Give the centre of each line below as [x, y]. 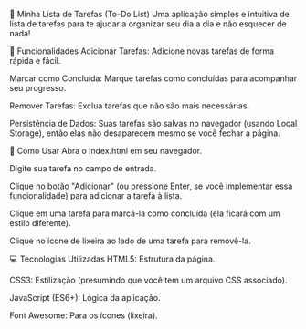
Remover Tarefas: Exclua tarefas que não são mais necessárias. [129, 106]
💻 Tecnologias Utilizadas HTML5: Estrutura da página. [112, 259]
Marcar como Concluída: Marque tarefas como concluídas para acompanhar [153, 78]
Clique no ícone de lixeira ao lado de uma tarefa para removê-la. [130, 241]
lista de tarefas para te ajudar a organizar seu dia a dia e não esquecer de [148, 24]
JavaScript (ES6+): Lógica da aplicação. [85, 298]
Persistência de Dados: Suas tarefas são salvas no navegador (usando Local [153, 123]
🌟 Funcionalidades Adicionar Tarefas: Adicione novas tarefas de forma [142, 51]
